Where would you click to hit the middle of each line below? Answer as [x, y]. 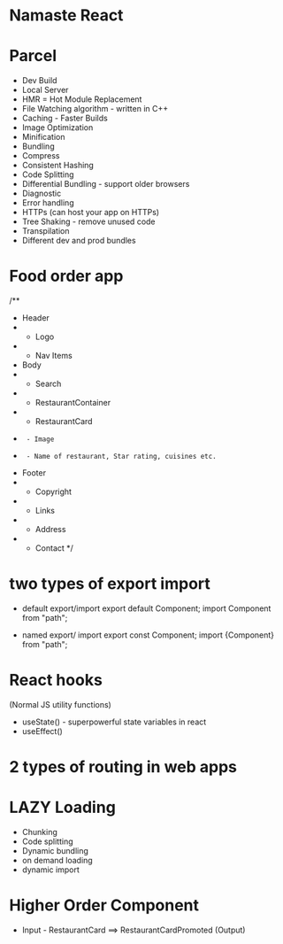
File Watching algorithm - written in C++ [95, 109]
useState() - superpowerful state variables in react [114, 722]
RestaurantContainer [73, 403]
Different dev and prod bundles [79, 241]
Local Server [45, 90]
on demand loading [57, 861]
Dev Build [39, 81]
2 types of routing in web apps [123, 767]
